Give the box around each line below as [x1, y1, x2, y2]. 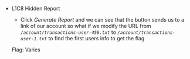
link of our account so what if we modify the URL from [20, 23, 151, 29]
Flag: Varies [11, 46, 41, 53]
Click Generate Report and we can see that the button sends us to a [20, 16, 185, 23]
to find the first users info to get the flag [48, 35, 145, 41]
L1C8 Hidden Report [11, 5, 60, 12]
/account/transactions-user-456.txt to [20, 29, 116, 36]
